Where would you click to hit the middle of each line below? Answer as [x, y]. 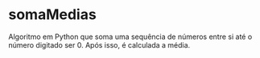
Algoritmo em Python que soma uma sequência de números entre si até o [130, 37]
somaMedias [52, 15]
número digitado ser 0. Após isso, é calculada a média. [99, 44]
